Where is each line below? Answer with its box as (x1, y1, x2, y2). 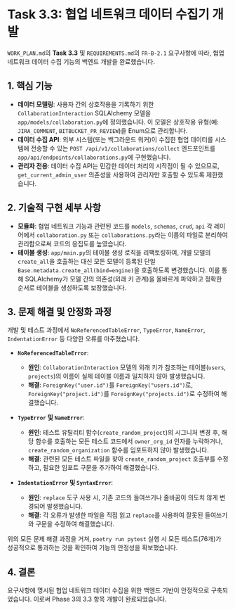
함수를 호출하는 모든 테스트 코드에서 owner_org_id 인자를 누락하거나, (35, 437, 223, 445)
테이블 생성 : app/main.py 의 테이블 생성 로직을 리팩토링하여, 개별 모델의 (17, 248, 211, 257)
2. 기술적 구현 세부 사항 (7, 202, 102, 214)
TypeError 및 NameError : (17, 413, 86, 422)
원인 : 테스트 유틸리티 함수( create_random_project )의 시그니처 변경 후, (27, 428, 220, 437)
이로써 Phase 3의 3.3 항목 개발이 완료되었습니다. (33, 595, 167, 604)
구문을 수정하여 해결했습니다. (35, 520, 114, 528)
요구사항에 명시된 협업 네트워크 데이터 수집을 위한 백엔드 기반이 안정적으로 (7, 586, 210, 595)
